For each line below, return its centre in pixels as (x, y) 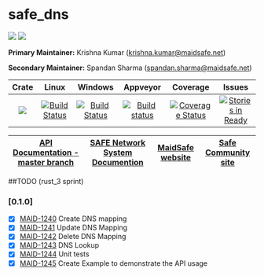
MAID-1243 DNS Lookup (59, 245)
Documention (117, 162)
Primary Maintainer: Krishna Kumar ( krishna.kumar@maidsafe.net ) (117, 52)
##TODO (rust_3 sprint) (46, 181)
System (118, 153)
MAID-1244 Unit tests (54, 254)
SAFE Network (118, 142)
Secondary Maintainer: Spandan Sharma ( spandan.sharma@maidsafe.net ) (130, 68)
